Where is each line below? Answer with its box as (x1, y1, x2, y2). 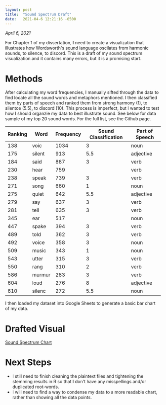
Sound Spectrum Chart (5, 339, 52, 345)
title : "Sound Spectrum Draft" (5, 12, 72, 17)
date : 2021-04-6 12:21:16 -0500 (5, 16, 77, 21)
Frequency (55, 131, 82, 138)
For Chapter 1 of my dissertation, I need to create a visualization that (5, 40, 144, 46)
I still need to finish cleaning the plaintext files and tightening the (12, 373, 144, 379)
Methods (5, 73, 43, 84)
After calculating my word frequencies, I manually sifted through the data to (5, 89, 159, 95)
